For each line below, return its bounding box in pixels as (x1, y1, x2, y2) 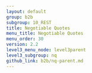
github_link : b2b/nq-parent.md (6, 58, 84, 64)
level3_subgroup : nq (6, 52, 58, 58)
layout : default (6, 8, 46, 15)
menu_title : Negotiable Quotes (6, 31, 84, 36)
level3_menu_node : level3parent (6, 47, 86, 53)
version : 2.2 (6, 42, 39, 48)
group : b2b (6, 14, 33, 20)
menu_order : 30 (6, 36, 44, 42)
